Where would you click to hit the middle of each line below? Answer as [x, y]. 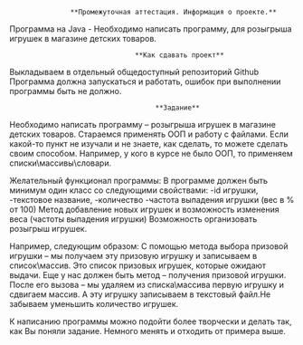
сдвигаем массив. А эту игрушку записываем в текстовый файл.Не [140, 294]
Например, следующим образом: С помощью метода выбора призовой [149, 246]
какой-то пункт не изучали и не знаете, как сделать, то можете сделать [149, 144]
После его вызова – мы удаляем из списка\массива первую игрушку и [147, 285]
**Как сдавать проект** [179, 55]
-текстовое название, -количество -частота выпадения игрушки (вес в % [152, 200]
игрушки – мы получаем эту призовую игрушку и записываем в [133, 256]
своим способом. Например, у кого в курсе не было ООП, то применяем [151, 153]
